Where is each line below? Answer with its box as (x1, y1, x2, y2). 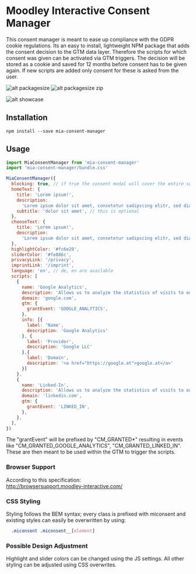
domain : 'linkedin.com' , (21, 393, 82, 399)
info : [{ (21, 317, 43, 323)
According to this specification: (6, 476, 81, 483)
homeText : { (11, 186, 41, 192)
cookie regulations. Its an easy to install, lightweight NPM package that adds (6, 42, 190, 49)
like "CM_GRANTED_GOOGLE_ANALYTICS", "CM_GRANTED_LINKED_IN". (6, 442, 182, 449)
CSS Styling (6, 497, 41, 505)
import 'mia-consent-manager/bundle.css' (6, 165, 108, 171)
